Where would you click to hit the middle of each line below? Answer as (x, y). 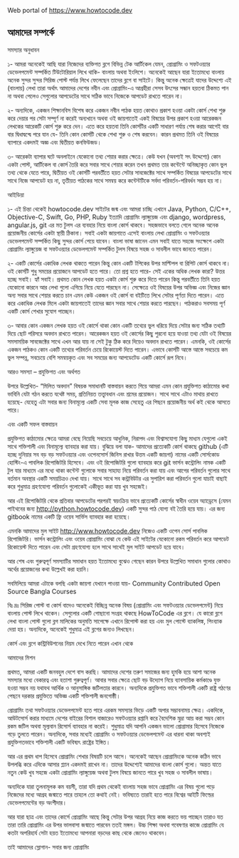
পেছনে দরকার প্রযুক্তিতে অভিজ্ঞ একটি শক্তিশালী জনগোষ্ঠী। (64, 696)
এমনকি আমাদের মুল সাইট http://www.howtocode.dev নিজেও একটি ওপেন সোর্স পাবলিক (107, 531)
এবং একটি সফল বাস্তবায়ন (32, 424)
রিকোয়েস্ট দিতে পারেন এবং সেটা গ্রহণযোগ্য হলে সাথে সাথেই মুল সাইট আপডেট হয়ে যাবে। (96, 546)
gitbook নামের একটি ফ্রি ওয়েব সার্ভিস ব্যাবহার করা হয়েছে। (69, 517)
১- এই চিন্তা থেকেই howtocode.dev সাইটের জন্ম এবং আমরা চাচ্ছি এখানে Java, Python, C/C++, (119, 208)
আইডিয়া (16, 194)
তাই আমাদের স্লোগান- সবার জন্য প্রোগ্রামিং (48, 847)
